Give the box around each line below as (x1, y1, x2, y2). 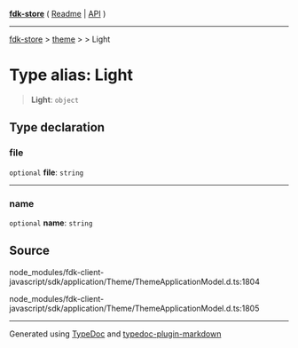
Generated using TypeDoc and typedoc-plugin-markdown (9, 328, 222, 339)
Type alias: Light (9, 65, 133, 85)
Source (9, 243, 51, 258)
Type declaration (9, 120, 105, 135)
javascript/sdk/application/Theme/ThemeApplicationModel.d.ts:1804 (9, 276, 260, 287)
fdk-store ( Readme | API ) (9, 9, 106, 19)
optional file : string (9, 167, 84, 178)
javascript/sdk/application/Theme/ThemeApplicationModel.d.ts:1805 (9, 303, 260, 313)
